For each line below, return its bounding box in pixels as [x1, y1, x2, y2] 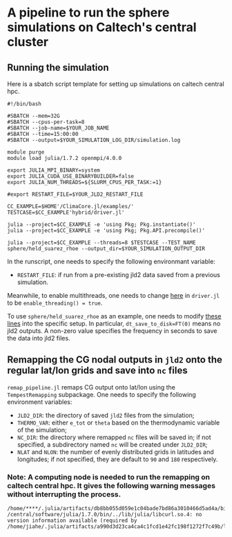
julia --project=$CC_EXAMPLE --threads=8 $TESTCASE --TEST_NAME [7, 239, 196, 246]
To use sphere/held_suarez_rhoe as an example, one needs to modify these [7, 312, 222, 320]
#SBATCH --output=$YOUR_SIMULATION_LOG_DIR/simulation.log [7, 136, 181, 143]
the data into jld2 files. [7, 334, 70, 342]
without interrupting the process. [7, 489, 122, 499]
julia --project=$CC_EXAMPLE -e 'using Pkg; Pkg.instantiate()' [7, 221, 196, 228]
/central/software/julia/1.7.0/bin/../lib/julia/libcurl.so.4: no [7, 511, 202, 518]
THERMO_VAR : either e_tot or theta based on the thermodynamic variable [17, 418, 220, 427]
